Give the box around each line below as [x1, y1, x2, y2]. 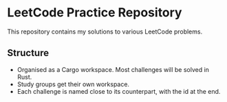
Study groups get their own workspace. [17, 80, 129, 88]
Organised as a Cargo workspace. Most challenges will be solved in [17, 65, 210, 73]
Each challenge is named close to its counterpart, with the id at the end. [17, 87, 221, 95]
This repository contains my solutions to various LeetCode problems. [7, 27, 203, 36]
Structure [7, 47, 50, 59]
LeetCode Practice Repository [7, 5, 182, 21]
